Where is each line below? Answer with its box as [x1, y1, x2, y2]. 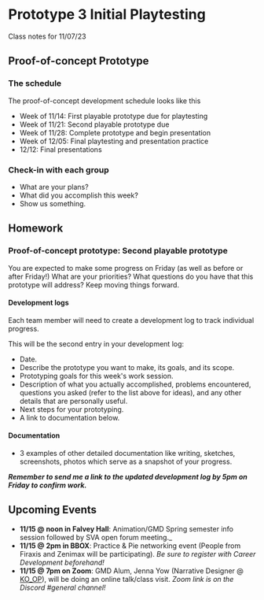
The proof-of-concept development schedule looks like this [8, 96, 201, 106]
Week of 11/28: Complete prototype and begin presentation [19, 128, 211, 137]
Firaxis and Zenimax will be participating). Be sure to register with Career [19, 549, 256, 558]
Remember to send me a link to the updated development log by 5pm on [8, 472, 247, 482]
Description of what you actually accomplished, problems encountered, [19, 380, 251, 389]
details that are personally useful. [19, 396, 128, 406]
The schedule [8, 78, 62, 89]
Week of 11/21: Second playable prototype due [19, 120, 170, 129]
